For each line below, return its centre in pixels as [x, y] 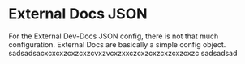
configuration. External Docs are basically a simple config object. [117, 44]
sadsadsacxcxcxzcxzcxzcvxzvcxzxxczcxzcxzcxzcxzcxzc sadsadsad [123, 53]
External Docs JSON [78, 14]
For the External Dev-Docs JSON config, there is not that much [114, 36]
